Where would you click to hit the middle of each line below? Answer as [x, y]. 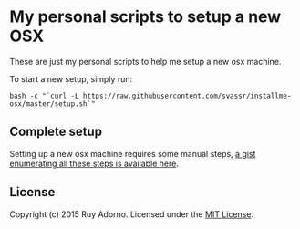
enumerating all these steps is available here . [94, 163]
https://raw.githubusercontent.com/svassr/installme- [187, 96]
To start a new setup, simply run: [71, 78]
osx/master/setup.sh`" [52, 104]
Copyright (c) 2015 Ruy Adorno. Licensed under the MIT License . [131, 214]
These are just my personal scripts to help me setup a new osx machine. [145, 61]
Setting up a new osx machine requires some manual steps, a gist [133, 153]
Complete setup [56, 132]
